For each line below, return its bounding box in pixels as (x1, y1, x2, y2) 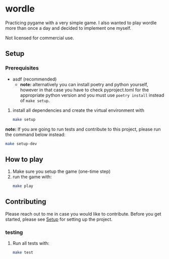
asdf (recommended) (12, 76, 57, 82)
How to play (5, 155, 43, 164)
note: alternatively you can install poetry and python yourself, (20, 81, 148, 87)
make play (12, 183, 34, 189)
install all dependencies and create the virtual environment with (12, 107, 145, 113)
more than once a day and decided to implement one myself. (5, 25, 132, 31)
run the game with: (12, 174, 52, 180)
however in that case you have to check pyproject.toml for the (20, 87, 149, 93)
